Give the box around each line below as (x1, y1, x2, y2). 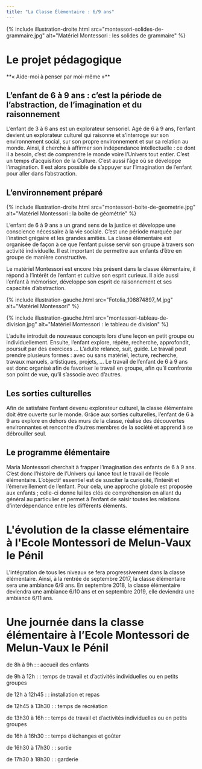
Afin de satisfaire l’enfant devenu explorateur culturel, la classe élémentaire (6, 405, 194, 411)
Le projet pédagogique (6, 52, 122, 66)
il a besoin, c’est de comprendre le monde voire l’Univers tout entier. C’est (6, 151, 190, 158)
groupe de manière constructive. (6, 254, 87, 261)
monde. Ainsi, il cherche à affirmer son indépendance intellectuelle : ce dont (6, 144, 196, 151)
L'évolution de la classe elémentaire (6, 523, 189, 537)
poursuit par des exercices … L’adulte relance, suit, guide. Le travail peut (6, 345, 187, 353)
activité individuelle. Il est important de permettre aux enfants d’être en (6, 247, 182, 255)
